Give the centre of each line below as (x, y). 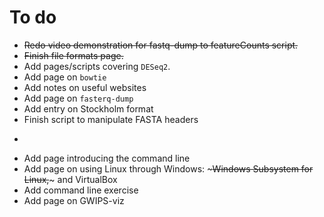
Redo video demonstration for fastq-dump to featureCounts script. (161, 45)
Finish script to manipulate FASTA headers (111, 119)
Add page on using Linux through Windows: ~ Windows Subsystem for (168, 168)
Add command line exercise (81, 190)
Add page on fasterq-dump (78, 98)
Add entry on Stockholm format (88, 108)
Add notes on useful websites (85, 87)
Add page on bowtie (65, 77)
